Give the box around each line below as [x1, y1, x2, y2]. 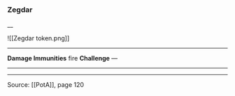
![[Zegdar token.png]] [7, 34, 70, 42]
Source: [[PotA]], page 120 [7, 81, 85, 89]
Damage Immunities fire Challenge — [7, 54, 118, 63]
